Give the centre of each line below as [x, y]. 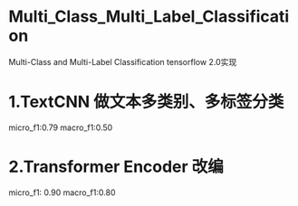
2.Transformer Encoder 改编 [116, 167]
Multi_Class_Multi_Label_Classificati [149, 17]
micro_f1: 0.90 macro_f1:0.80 [62, 192]
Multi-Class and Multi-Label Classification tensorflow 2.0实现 [123, 61]
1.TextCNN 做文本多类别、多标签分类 [146, 102]
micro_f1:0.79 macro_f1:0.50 [61, 127]
